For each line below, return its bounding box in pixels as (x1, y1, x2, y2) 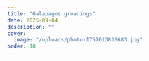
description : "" (7, 23, 55, 30)
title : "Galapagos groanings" (7, 10, 96, 18)
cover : (7, 29, 27, 37)
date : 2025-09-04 (7, 17, 58, 24)
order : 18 (7, 43, 37, 50)
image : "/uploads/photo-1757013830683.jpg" (13, 36, 143, 43)
